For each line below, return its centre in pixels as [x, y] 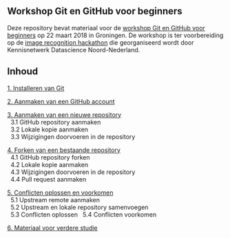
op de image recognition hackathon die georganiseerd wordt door [101, 42]
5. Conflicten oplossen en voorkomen [60, 193]
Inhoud [23, 72]
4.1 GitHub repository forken [50, 157]
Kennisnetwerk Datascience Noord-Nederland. [74, 50]
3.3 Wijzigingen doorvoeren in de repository [73, 136]
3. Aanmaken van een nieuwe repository [64, 115]
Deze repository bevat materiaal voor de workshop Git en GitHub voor [106, 28]
